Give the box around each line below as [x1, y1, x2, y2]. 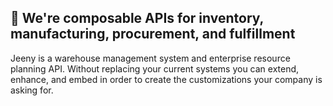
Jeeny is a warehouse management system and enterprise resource [10, 52, 291, 64]
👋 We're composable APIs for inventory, [10, 10, 264, 27]
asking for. [10, 84, 54, 96]
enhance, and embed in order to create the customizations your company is [10, 73, 323, 85]
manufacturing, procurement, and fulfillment [10, 26, 296, 43]
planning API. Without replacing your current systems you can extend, [10, 62, 300, 75]
